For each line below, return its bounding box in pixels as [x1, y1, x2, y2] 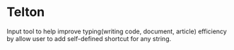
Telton [6, 4, 45, 20]
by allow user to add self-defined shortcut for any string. [6, 34, 172, 42]
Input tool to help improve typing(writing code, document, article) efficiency [6, 27, 227, 35]
